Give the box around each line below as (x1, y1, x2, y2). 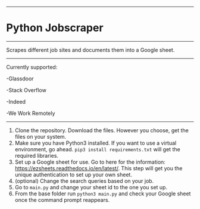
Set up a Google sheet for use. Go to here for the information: (14, 158, 165, 166)
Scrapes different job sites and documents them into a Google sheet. (6, 46, 175, 54)
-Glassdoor (6, 75, 34, 82)
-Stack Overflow (6, 86, 46, 93)
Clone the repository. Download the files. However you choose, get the (14, 126, 189, 134)
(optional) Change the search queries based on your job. (14, 177, 154, 185)
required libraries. (14, 152, 58, 159)
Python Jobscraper (6, 21, 104, 35)
